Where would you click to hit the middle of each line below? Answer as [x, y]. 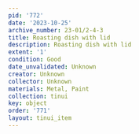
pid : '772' [26, 15]
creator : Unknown [37, 74]
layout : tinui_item [40, 118]
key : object [27, 103]
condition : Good [35, 60]
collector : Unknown [40, 81]
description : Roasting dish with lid [70, 45]
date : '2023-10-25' [40, 23]
